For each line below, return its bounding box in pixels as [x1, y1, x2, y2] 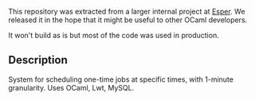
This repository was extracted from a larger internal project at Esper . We [8, 7, 245, 16]
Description [8, 53, 68, 67]
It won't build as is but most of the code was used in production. [8, 31, 219, 40]
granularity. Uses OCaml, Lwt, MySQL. [8, 83, 135, 92]
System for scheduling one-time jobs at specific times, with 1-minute [8, 75, 233, 84]
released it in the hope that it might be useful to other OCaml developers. [8, 15, 248, 25]
